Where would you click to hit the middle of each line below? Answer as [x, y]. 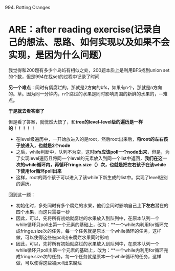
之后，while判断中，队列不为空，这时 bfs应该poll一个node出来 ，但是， [90, 152]
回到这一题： [22, 194]
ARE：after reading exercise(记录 [80, 30]
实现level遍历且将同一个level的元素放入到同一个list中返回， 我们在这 [91, 158]
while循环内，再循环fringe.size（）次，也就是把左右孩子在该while [95, 164]
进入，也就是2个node [48, 145]
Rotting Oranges [33, 7]
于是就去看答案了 [26, 111]
